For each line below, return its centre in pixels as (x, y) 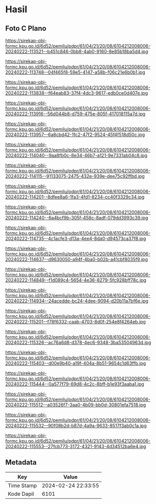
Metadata (21, 462)
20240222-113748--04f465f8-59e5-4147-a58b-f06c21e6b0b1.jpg (75, 72)
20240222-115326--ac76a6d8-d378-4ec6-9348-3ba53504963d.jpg (78, 342)
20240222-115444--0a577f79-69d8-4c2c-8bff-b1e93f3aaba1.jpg (75, 384)
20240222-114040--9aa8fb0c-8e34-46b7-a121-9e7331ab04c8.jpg (76, 155)
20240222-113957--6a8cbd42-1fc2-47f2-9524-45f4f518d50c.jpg (75, 135)
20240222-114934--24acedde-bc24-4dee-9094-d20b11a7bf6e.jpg (77, 301)
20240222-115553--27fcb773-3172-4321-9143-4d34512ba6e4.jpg (76, 446)
